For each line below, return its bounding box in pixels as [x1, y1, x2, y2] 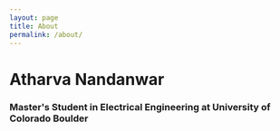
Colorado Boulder [9, 112, 89, 125]
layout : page [9, 13, 59, 23]
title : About [9, 22, 59, 31]
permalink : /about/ [9, 30, 83, 39]
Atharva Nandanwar [9, 69, 165, 89]
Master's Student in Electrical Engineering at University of [9, 101, 271, 114]
